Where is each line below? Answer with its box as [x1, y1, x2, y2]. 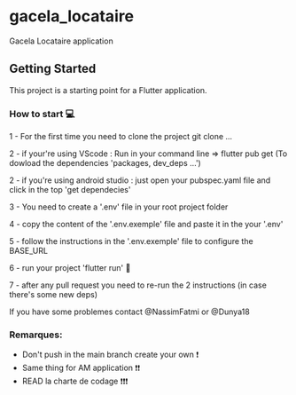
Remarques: [9, 328, 63, 341]
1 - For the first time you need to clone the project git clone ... [9, 131, 233, 142]
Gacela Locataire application [9, 36, 113, 46]
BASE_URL [9, 246, 49, 257]
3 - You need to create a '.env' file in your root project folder [9, 201, 229, 212]
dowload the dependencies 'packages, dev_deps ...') [9, 158, 201, 169]
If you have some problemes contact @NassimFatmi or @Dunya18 [9, 306, 250, 317]
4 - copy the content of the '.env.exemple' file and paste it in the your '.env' [9, 219, 284, 230]
